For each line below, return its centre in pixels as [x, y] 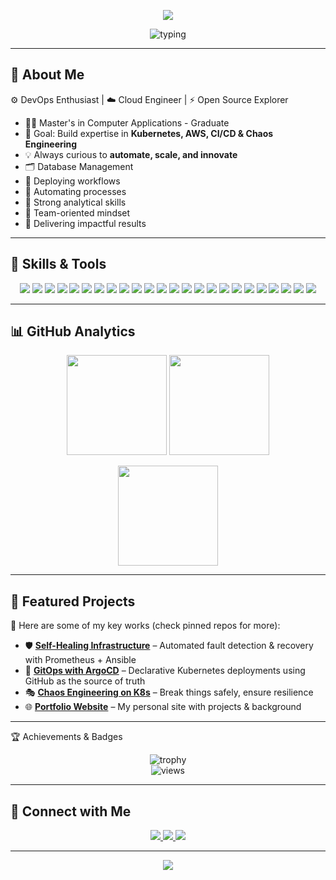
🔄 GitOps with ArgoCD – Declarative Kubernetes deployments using [165, 671]
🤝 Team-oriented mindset [77, 212]
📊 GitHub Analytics [73, 331]
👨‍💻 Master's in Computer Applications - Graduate [127, 122]
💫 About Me [47, 75]
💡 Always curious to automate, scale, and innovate [131, 154]
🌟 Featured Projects [73, 601]
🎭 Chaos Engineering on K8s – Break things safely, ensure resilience [169, 692]
